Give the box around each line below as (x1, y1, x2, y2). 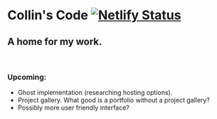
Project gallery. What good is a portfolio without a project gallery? (17, 96, 210, 105)
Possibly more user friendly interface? (17, 103, 130, 112)
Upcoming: (7, 72, 47, 82)
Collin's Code (7, 7, 89, 24)
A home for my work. (7, 36, 102, 48)
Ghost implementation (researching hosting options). (17, 88, 173, 97)
